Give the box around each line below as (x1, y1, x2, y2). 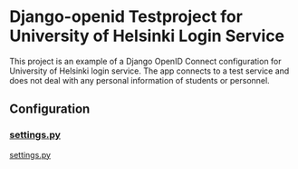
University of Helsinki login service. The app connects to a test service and (9, 65, 290, 76)
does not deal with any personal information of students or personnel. (9, 75, 270, 85)
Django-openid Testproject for (9, 6, 243, 27)
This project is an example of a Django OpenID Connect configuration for (9, 55, 283, 66)
